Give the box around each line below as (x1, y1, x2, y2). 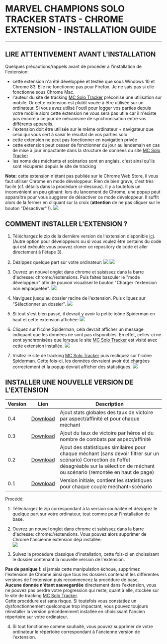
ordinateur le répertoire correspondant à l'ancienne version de (12, 629, 140, 635)
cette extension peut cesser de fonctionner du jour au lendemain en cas (12, 142, 160, 148)
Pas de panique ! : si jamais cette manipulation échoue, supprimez (5, 566, 140, 572)
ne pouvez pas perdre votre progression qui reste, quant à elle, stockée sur (5, 587, 160, 594)
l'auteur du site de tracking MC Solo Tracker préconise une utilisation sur (12, 94, 162, 100)
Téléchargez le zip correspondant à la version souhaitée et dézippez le (12, 506, 158, 512)
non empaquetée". (12, 285, 51, 291)
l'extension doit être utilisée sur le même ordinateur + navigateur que (12, 126, 154, 132)
